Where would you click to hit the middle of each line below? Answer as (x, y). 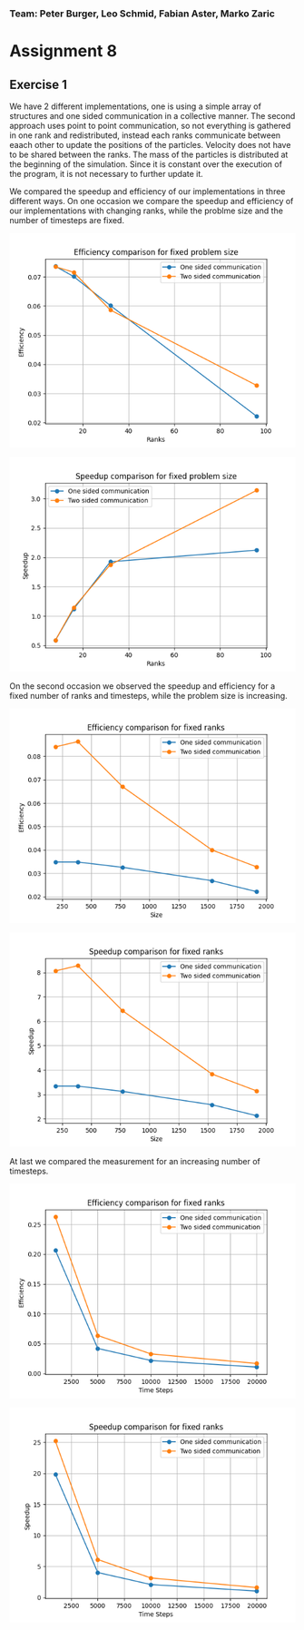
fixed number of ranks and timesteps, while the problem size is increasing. (148, 695)
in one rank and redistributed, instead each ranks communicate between (145, 135)
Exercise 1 (39, 84)
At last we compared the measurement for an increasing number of (135, 1161)
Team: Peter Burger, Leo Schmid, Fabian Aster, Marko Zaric (142, 14)
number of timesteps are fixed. (67, 220)
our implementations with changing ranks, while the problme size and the (147, 211)
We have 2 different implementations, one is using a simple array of (135, 106)
